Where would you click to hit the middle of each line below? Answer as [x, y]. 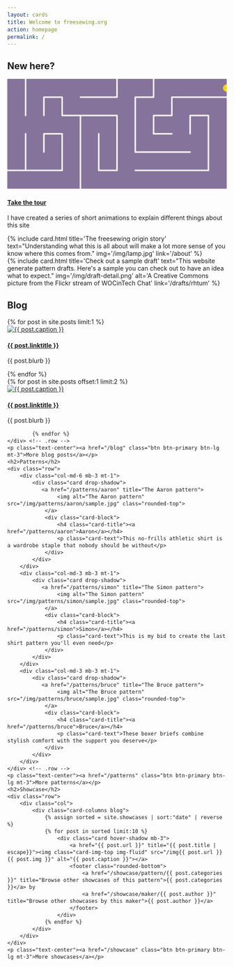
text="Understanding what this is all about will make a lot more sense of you [116, 246]
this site [18, 225]
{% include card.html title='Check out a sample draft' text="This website [111, 261]
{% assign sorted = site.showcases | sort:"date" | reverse [133, 818]
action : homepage [32, 29]
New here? [31, 66]
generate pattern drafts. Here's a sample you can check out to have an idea [116, 268]
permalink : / [26, 37]
